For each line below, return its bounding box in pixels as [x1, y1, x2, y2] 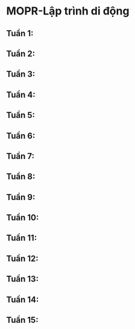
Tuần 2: [6, 48, 36, 58]
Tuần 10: [6, 213, 39, 223]
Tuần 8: [6, 172, 36, 182]
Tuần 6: [6, 131, 36, 141]
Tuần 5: [6, 110, 35, 121]
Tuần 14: [6, 294, 39, 305]
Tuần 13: [6, 274, 39, 284]
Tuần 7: [6, 151, 35, 161]
